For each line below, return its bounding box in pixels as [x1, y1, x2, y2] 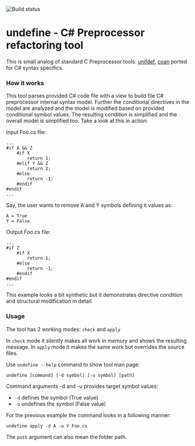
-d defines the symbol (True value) [14, 394, 98, 401]
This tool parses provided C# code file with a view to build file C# [6, 92, 164, 99]
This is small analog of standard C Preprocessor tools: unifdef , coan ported [6, 58, 187, 65]
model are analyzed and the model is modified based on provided [6, 105, 165, 112]
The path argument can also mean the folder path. [6, 433, 127, 440]
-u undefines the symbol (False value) [14, 400, 107, 407]
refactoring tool [6, 39, 84, 52]
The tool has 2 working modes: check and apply [6, 326, 121, 333]
